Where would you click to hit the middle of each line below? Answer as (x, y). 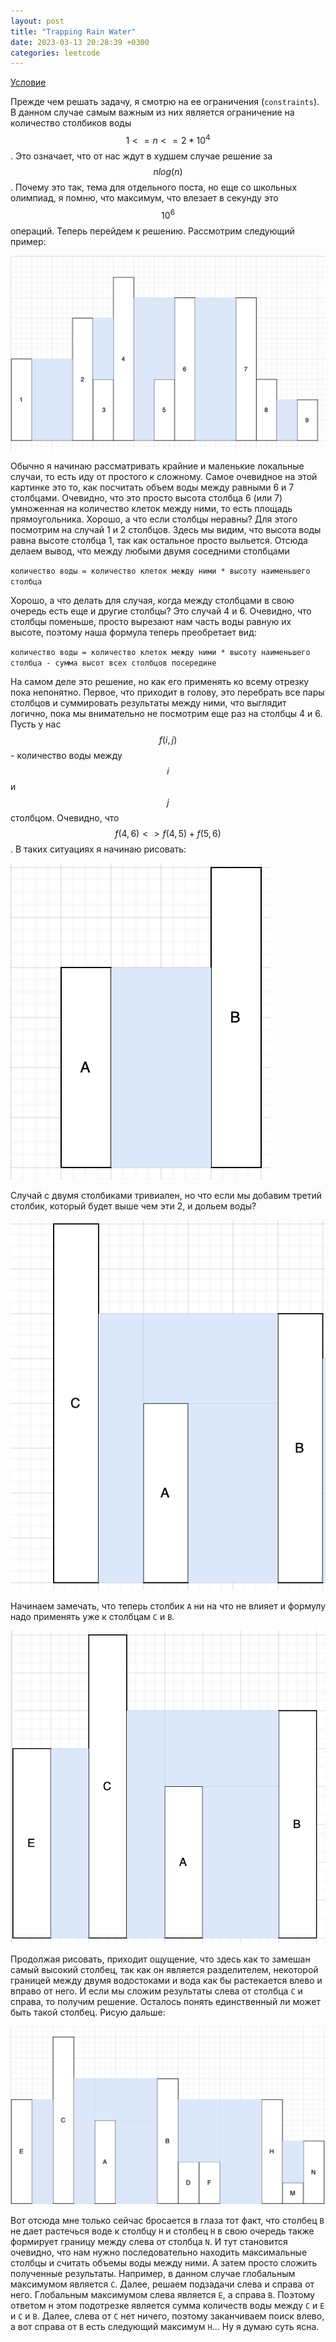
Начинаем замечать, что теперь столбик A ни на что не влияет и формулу (168, 1606)
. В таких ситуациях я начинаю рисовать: (98, 849)
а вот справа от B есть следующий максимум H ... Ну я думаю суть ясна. (165, 2327)
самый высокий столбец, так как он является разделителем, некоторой (164, 1970)
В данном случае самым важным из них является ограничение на (152, 112)
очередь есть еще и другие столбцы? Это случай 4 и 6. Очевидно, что (161, 611)
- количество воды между (66, 755)
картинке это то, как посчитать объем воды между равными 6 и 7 (152, 487)
